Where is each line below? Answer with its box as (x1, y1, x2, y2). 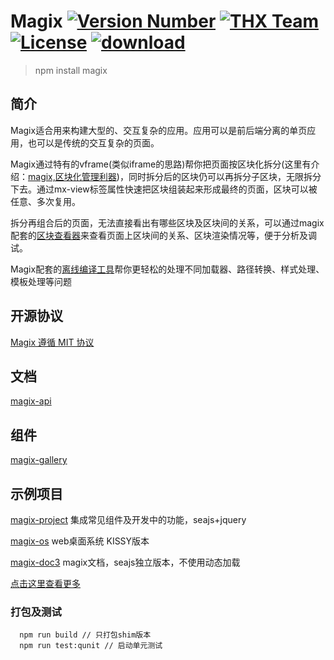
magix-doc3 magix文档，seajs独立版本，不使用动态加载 (10, 556, 241, 568)
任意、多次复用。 (10, 195, 81, 207)
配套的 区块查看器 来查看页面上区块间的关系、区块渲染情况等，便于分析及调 (10, 229, 317, 241)
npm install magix (34, 64, 108, 76)
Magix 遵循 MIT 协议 (10, 336, 95, 348)
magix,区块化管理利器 (28, 170, 117, 182)
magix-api (10, 395, 52, 407)
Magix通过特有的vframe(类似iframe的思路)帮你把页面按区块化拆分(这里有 (10, 158, 312, 170)
